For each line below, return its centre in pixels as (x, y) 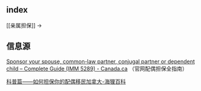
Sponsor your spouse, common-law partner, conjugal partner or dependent (101, 61)
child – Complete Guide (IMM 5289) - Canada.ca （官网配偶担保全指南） (97, 69)
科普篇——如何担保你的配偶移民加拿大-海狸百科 (66, 81)
